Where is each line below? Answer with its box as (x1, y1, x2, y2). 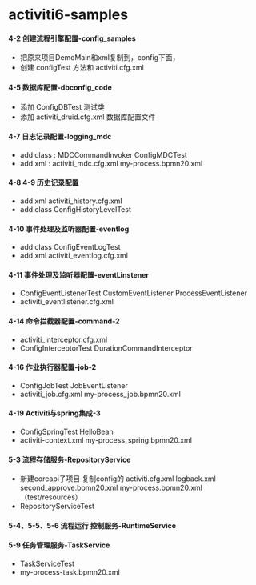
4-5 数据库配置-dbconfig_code (8, 82, 112, 92)
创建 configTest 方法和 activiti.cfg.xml (19, 62, 144, 73)
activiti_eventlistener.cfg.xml (19, 297, 114, 307)
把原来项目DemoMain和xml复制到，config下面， (19, 53, 180, 62)
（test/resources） (19, 492, 82, 502)
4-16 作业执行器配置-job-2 (8, 363, 97, 372)
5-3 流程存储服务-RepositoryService (8, 455, 131, 464)
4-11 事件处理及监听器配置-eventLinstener (8, 270, 150, 279)
